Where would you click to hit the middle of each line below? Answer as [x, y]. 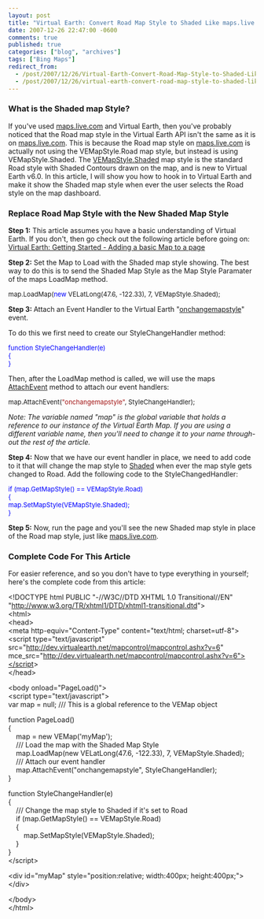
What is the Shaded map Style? [69, 109]
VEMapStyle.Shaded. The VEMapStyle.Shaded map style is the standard [126, 159]
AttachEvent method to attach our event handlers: [89, 387]
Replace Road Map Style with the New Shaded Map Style [119, 213]
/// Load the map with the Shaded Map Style [87, 745]
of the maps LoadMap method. [58, 280]
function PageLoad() [41, 720]
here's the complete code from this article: [77, 582]
